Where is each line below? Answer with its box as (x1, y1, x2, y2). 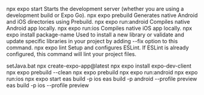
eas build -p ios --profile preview (6, 82, 90, 89)
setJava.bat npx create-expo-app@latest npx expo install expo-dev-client (6, 62, 192, 69)
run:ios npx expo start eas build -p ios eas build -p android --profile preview (6, 76, 197, 82)
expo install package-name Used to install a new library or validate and (6, 31, 185, 38)
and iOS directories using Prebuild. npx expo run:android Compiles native (6, 18, 191, 25)
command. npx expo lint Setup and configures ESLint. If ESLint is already (6, 44, 189, 51)
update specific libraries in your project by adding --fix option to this (6, 38, 178, 44)
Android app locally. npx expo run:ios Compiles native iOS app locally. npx (6, 24, 192, 32)
